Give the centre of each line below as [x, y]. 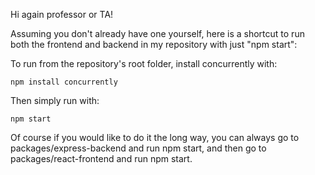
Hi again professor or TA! [62, 14]
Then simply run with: [55, 100]
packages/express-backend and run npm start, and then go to [138, 148]
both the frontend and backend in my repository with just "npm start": [154, 44]
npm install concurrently [64, 82]
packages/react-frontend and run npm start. [101, 158]
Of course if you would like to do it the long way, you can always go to [155, 137]
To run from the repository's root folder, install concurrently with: [144, 63]
